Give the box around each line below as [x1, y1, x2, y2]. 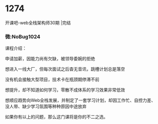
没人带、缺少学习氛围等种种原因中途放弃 [5, 103, 87, 109]
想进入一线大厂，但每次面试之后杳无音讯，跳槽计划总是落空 [5, 66, 125, 72]
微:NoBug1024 [5, 33, 41, 40]
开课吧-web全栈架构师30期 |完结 [5, 20, 71, 25]
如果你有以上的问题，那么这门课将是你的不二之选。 [5, 114, 108, 120]
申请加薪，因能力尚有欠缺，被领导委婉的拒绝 [5, 56, 95, 62]
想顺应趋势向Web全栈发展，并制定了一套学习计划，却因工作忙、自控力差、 [5, 98, 156, 103]
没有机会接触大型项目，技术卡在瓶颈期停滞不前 [5, 76, 99, 82]
